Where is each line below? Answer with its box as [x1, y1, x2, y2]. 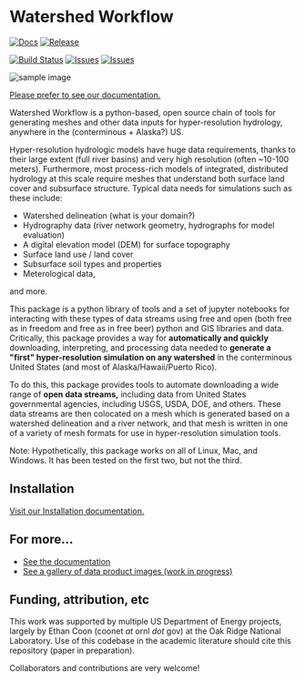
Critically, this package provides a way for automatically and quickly [9, 332, 269, 343]
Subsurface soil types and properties [22, 258, 162, 270]
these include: [9, 192, 63, 203]
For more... [9, 532, 74, 547]
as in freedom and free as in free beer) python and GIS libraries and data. [9, 322, 285, 333]
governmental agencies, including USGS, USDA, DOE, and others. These [9, 398, 282, 409]
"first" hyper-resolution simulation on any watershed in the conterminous [9, 351, 293, 362]
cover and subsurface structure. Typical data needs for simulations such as [9, 182, 293, 193]
